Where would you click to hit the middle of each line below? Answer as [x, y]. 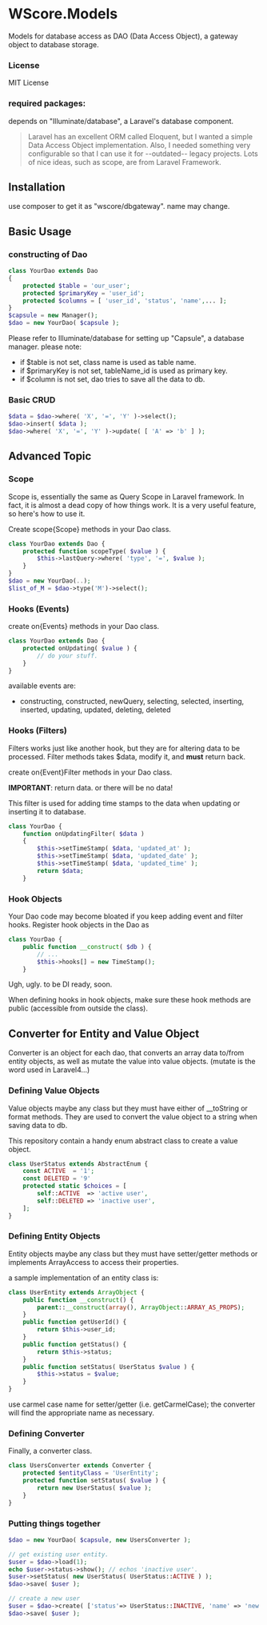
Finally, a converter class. [50, 1451]
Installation [37, 187]
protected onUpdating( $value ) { [80, 648]
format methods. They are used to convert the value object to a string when [133, 1116]
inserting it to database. [47, 811]
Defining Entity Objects [55, 1236]
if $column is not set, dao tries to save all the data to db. [112, 379]
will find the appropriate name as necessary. [81, 1413]
